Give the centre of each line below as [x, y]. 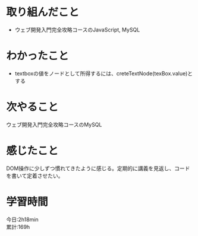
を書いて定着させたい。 [35, 176]
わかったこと [38, 56]
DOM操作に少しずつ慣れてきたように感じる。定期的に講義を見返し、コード [98, 168]
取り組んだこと [43, 12]
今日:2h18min [22, 219]
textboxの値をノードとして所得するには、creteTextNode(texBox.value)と [104, 73]
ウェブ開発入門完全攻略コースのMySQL [54, 125]
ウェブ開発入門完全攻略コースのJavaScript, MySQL [77, 30]
